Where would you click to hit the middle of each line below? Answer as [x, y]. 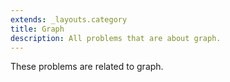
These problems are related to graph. [87, 67]
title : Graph [37, 29]
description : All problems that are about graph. [116, 38]
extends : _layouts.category [69, 19]
